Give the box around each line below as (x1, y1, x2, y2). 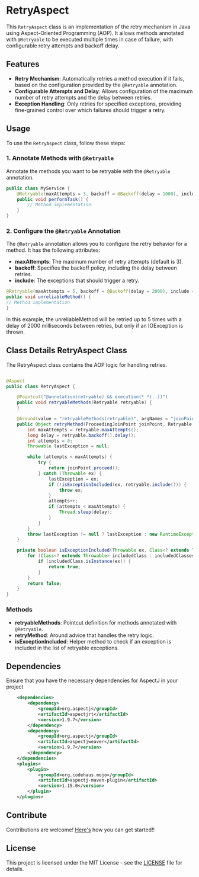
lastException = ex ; (48, 476, 99, 482)
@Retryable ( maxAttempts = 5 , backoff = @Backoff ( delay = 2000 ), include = (6, 289, 195, 295)
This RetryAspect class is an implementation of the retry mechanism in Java (6, 23, 191, 30)
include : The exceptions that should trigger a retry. (14, 277, 140, 284)
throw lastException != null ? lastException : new (27, 531, 158, 537)
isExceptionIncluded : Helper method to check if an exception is (14, 638, 172, 645)
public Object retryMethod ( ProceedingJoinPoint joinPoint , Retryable (17, 421, 192, 427)
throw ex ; (59, 487, 84, 493)
